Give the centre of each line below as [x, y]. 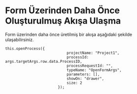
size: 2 [74, 83]
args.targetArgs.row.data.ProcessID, [44, 61]
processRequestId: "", [90, 66]
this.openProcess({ [25, 48]
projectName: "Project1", [93, 53]
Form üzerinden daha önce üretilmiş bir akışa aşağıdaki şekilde [69, 34]
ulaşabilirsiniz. [20, 40]
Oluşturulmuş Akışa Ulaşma [63, 21]
